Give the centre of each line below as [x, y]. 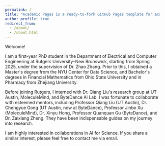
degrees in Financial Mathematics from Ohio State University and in [73, 77]
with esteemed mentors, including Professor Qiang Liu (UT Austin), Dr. [76, 102]
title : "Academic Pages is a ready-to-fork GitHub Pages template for [79, 14]
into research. [19, 123]
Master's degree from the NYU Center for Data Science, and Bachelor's [78, 72]
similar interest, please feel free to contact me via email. [62, 138]
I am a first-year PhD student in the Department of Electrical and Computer [81, 56]
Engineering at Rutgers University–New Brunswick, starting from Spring [77, 61]
